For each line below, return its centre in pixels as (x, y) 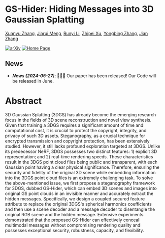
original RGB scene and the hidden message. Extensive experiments (74, 214)
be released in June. (33, 81)
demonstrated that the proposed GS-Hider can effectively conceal (72, 220)
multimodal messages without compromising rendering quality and (73, 225)
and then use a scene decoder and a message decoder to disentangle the (80, 209)
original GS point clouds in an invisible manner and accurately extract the (79, 193)
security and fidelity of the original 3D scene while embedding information (81, 172)
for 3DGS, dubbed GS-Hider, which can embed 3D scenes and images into (81, 188)
